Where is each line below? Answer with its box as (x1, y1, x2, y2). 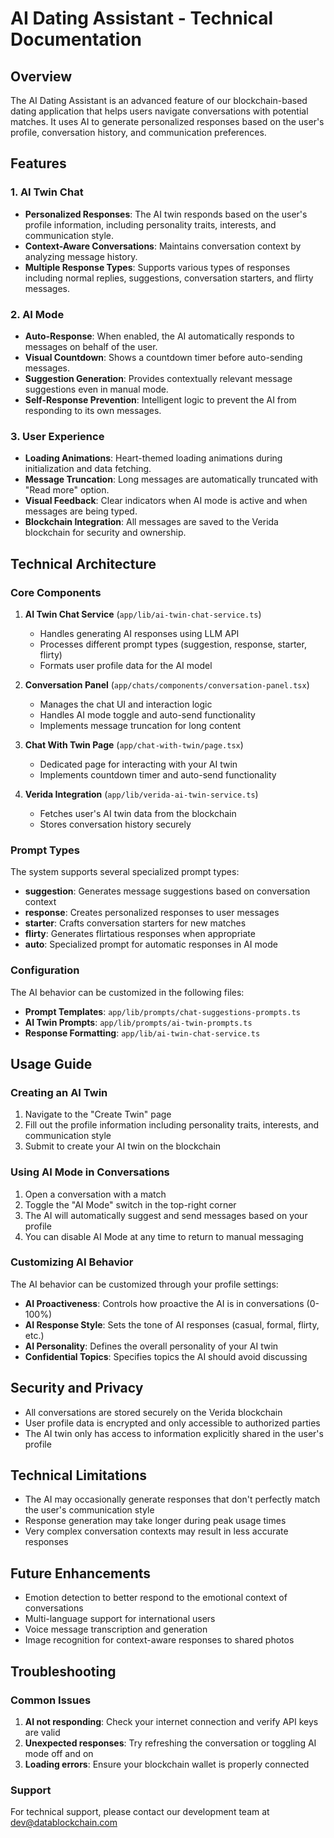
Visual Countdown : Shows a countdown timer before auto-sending (24, 351, 303, 363)
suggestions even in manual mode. (24, 383, 169, 395)
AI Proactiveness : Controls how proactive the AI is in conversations (24, 1297, 305, 1309)
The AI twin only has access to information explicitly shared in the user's (24, 1427, 324, 1439)
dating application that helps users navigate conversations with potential (10, 105, 309, 117)
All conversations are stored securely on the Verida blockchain (24, 1406, 283, 1418)
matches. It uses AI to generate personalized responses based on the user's (10, 116, 325, 127)
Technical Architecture (10, 555, 157, 572)
